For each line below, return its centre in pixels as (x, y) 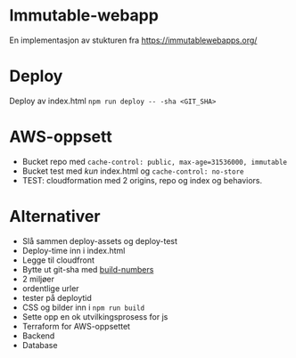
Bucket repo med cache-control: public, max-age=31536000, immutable (155, 161)
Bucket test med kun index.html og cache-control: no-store (133, 171)
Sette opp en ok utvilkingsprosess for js (95, 316)
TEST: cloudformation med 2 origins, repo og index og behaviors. (142, 180)
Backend (38, 336)
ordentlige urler (50, 288)
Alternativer (55, 216)
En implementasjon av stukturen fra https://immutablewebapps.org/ (133, 40)
